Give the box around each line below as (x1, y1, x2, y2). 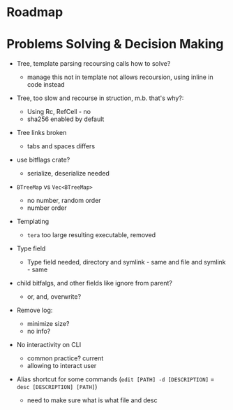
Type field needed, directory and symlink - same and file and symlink (27, 258, 226, 267)
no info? (27, 327, 51, 336)
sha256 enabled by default (27, 115, 105, 123)
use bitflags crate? (16, 155, 70, 164)
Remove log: (16, 306, 53, 315)
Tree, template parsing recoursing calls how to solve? (16, 59, 171, 68)
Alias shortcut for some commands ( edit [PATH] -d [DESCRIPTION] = (16, 375, 215, 383)
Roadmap (6, 4, 63, 20)
